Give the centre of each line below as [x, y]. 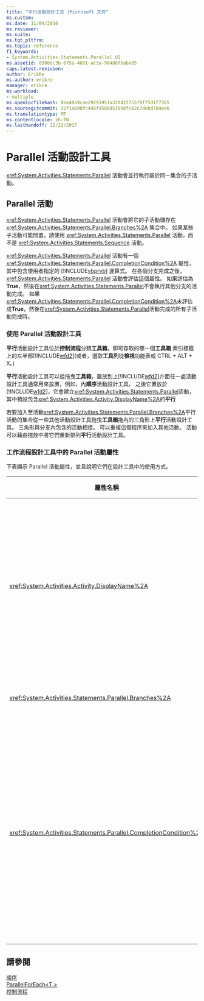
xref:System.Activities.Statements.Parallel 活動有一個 [73, 255]
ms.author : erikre [29, 80]
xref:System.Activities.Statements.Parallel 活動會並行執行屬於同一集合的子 [99, 175]
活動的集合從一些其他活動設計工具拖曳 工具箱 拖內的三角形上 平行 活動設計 [97, 420]
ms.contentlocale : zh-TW [38, 119]
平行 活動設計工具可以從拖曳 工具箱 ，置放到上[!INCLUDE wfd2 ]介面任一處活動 [101, 377]
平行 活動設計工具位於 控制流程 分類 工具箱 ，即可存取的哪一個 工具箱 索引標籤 [100, 348]
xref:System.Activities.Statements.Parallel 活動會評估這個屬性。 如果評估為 [100, 278]
